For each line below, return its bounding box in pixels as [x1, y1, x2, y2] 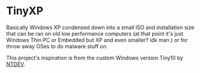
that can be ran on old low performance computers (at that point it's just [6, 30, 184, 37]
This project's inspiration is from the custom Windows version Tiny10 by [6, 54, 183, 61]
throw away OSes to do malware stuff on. [6, 43, 108, 50]
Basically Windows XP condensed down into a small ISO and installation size [6, 24, 195, 31]
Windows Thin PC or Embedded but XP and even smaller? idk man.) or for [6, 36, 188, 43]
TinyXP [6, 4, 44, 18]
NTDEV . [6, 61, 26, 68]
